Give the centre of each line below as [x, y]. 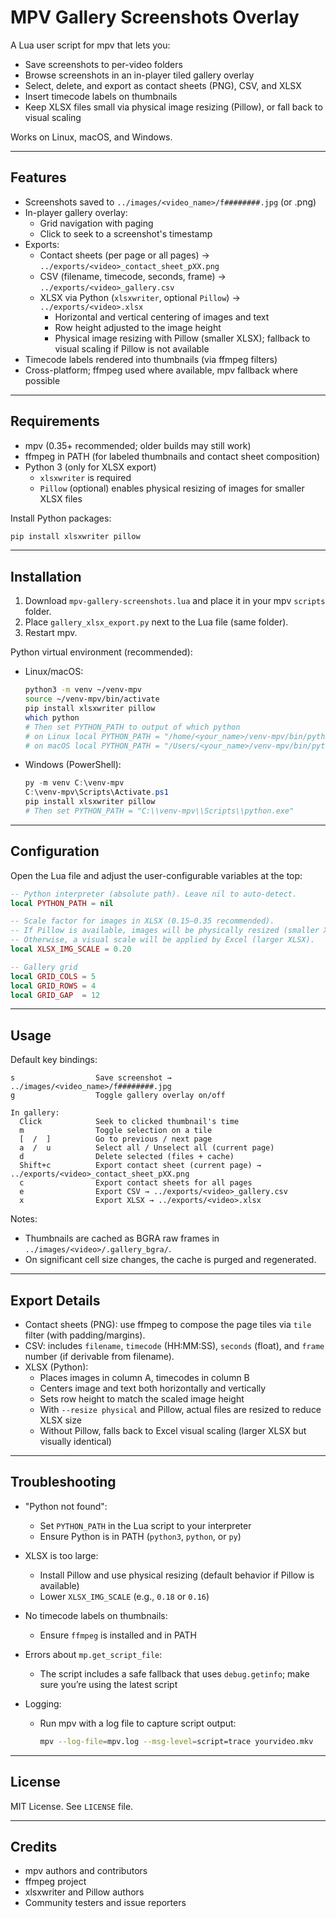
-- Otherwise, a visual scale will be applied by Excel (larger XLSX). [162, 940]
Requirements [55, 421]
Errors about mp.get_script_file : [93, 1654]
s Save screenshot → [91, 1078]
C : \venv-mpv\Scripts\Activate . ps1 [96, 792]
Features [38, 177]
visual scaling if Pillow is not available [132, 348]
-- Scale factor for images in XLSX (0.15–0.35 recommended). [142, 921]
